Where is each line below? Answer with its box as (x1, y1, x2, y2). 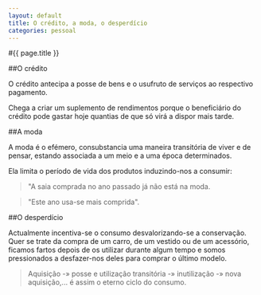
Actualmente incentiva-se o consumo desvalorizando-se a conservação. (8, 228, 247, 238)
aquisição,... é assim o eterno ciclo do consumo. (27, 277, 187, 287)
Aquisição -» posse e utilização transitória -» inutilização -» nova (27, 269, 242, 279)
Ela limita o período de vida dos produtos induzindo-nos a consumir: (8, 167, 232, 176)
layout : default (8, 11, 62, 20)
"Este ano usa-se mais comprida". (27, 197, 140, 207)
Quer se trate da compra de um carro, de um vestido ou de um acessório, (8, 237, 250, 246)
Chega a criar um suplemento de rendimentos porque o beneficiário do (8, 103, 241, 112)
